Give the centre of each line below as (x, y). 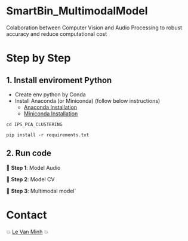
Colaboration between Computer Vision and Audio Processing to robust (94, 28)
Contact (27, 215)
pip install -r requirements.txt (48, 135)
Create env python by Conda (50, 94)
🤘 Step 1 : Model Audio (33, 167)
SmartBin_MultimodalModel (77, 11)
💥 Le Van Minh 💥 (27, 231)
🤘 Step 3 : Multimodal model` (41, 191)
